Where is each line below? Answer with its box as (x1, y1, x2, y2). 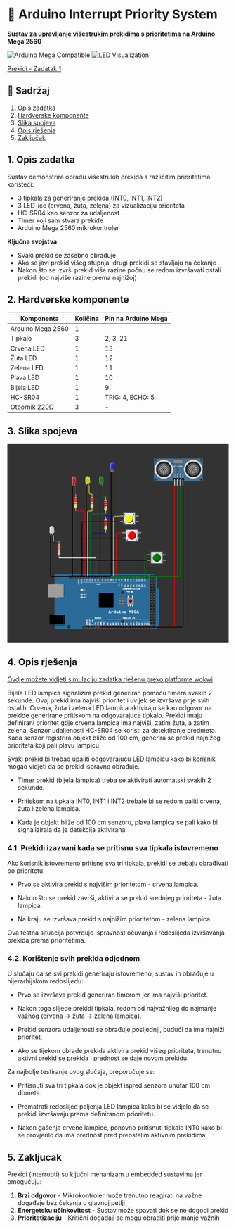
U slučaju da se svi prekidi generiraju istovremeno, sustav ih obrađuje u (7, 969, 214, 978)
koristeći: (7, 179, 34, 189)
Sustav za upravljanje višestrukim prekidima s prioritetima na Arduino (7, 30, 216, 38)
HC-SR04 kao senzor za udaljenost (17, 208, 120, 217)
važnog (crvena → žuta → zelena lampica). (17, 1011, 142, 1020)
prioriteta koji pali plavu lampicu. (7, 740, 101, 749)
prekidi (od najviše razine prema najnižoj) (17, 273, 137, 282)
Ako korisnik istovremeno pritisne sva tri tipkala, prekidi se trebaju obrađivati (7, 859, 229, 867)
